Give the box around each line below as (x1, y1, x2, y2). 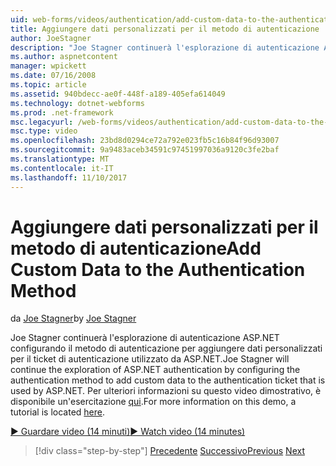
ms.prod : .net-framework (10, 107, 114, 118)
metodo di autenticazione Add (10, 237, 262, 260)
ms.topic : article (10, 80, 87, 90)
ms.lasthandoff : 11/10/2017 (10, 172, 128, 183)
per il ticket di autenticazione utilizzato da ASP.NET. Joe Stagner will (10, 353, 290, 365)
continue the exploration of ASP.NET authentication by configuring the (10, 364, 301, 376)
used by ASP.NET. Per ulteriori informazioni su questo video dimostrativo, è (10, 385, 322, 397)
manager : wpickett (10, 61, 87, 71)
